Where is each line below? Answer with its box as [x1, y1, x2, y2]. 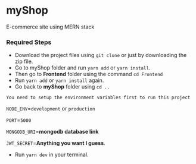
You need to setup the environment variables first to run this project [6, 94, 191, 101]
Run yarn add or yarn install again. [14, 77, 104, 84]
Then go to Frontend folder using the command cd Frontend [14, 71, 163, 78]
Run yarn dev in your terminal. [14, 151, 89, 158]
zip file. [14, 58, 33, 65]
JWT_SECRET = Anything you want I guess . [6, 140, 105, 147]
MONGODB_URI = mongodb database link [6, 128, 99, 135]
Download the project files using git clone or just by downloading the [14, 52, 187, 59]
